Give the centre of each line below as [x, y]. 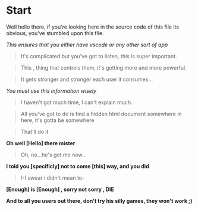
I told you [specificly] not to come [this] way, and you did [78, 166]
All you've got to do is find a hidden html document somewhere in [101, 114]
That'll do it [34, 131]
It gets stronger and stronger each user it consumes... [87, 79]
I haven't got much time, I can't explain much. [76, 102]
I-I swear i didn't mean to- [53, 178]
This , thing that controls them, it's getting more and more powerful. [104, 68]
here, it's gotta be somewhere [57, 120]
